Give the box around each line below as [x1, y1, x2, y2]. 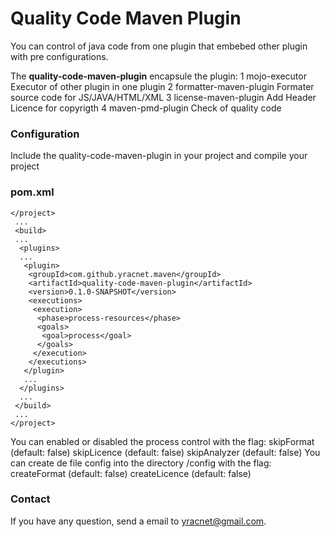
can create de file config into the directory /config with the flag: [10, 457, 272, 469]
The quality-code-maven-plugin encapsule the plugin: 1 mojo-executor [10, 70, 307, 82]
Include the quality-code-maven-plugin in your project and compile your [10, 150, 308, 162]
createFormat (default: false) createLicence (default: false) [10, 467, 252, 479]
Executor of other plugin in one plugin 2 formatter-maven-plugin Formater [10, 80, 315, 92]
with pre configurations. [10, 50, 109, 62]
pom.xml [10, 185, 55, 199]
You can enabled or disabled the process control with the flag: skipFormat [10, 435, 315, 447]
